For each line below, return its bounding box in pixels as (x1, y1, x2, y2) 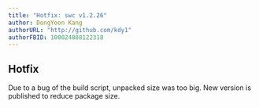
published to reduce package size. (8, 92, 120, 101)
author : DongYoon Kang (8, 19, 83, 27)
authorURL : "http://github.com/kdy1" (8, 26, 132, 34)
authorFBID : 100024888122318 (8, 33, 104, 41)
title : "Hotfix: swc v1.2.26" (8, 11, 108, 20)
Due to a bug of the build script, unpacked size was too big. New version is (8, 83, 252, 92)
